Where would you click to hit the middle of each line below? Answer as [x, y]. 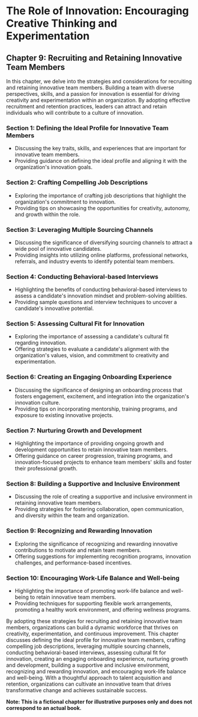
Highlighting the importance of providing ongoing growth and [89, 443]
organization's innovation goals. [53, 167]
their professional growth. [46, 469]
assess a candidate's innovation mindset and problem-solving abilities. [101, 296]
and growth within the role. [47, 214]
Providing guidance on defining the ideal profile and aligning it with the [101, 161]
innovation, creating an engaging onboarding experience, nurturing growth [97, 658]
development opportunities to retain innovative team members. [91, 450]
